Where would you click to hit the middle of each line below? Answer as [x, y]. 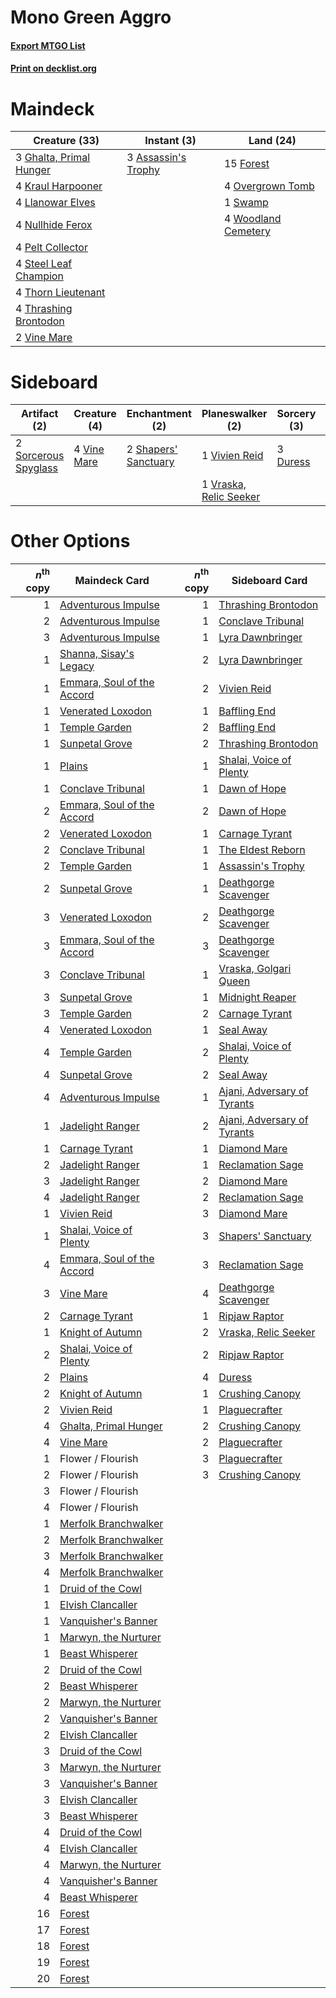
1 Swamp [246, 203]
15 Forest [246, 164]
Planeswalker [234, 414]
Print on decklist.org [53, 68]
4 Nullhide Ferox [54, 225]
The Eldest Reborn [262, 849]
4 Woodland [252, 219]
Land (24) [272, 141]
